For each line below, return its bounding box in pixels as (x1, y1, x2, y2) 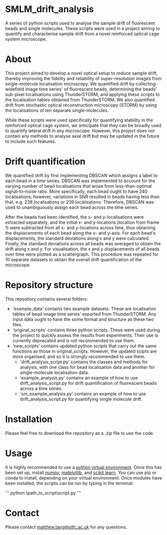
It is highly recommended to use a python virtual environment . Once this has (5, 464, 162, 470)
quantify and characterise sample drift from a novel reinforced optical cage (5, 31, 160, 37)
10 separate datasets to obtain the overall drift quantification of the (5, 256, 142, 262)
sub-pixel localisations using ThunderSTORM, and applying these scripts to (5, 91, 160, 97)
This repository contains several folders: (5, 296, 88, 302)
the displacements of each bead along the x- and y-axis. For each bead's (5, 230, 156, 236)
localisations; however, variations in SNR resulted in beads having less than (5, 194, 160, 200)
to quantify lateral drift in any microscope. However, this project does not (5, 128, 155, 134)
